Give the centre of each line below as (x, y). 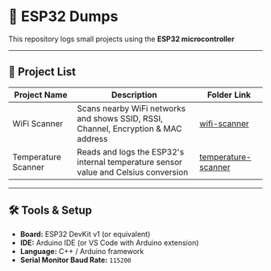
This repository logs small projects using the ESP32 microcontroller (122, 39)
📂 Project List (42, 72)
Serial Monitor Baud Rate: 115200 (75, 260)
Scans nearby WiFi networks (131, 108)
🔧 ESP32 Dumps (63, 17)
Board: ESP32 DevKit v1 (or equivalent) (85, 234)
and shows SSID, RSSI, (120, 118)
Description (134, 95)
